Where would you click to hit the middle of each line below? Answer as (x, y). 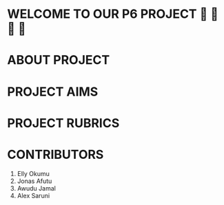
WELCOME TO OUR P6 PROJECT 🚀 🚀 (113, 14)
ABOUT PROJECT (59, 60)
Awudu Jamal (37, 188)
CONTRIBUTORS (55, 154)
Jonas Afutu (34, 181)
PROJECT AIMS (53, 91)
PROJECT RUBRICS (63, 123)
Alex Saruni (33, 195)
